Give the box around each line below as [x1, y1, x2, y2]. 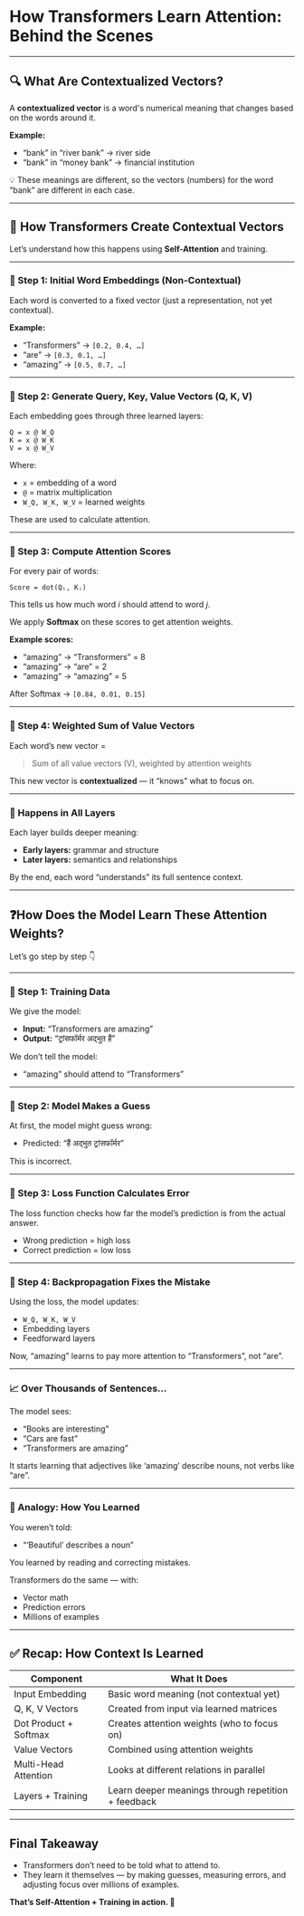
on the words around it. [9, 111, 97, 123]
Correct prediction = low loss [22, 1244, 131, 1255]
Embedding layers [22, 1324, 90, 1335]
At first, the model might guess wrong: [9, 1120, 152, 1131]
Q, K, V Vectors [14, 1702, 79, 1715]
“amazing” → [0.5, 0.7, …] [22, 359, 127, 369]
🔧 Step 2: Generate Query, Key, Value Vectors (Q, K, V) [9, 389, 253, 402]
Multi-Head [14, 1758, 64, 1771]
